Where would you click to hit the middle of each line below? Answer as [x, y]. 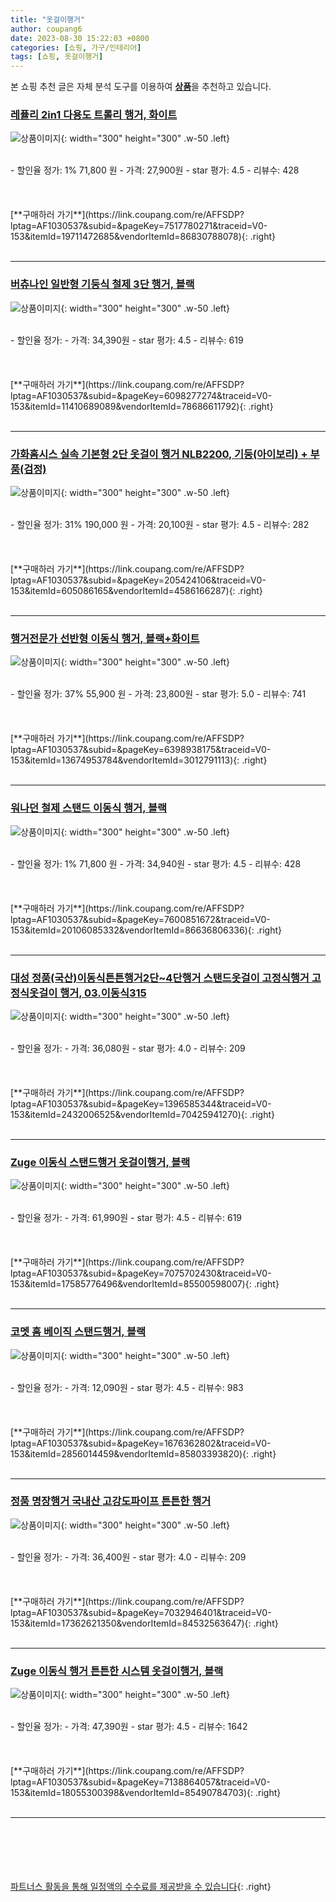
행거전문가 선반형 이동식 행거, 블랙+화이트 [105, 638]
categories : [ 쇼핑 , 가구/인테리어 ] [76, 47]
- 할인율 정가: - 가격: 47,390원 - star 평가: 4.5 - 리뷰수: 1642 [129, 1727]
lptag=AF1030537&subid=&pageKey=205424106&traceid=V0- [138, 580]
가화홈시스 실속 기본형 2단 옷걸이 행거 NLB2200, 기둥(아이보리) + [159, 454]
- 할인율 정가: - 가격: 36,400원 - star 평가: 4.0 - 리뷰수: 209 [128, 1557]
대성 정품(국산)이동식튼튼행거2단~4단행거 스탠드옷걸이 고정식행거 [160, 978]
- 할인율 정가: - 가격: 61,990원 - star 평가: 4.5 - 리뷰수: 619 [126, 1218]
